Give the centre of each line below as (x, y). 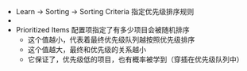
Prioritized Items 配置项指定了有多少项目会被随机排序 (103, 30)
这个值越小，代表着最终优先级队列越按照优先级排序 (111, 39)
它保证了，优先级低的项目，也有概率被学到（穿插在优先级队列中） (135, 59)
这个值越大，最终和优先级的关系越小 (87, 49)
